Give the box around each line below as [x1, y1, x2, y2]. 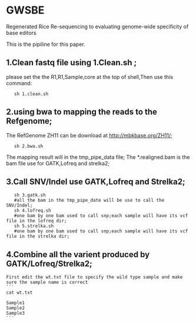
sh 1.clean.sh [14, 91, 49, 97]
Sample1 [6, 300, 25, 306]
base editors [6, 29, 36, 36]
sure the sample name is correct [6, 279, 88, 285]
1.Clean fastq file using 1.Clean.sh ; [6, 58, 137, 68]
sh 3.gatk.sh [14, 192, 46, 198]
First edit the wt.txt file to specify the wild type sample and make [6, 274, 183, 280]
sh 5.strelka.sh [14, 223, 54, 229]
